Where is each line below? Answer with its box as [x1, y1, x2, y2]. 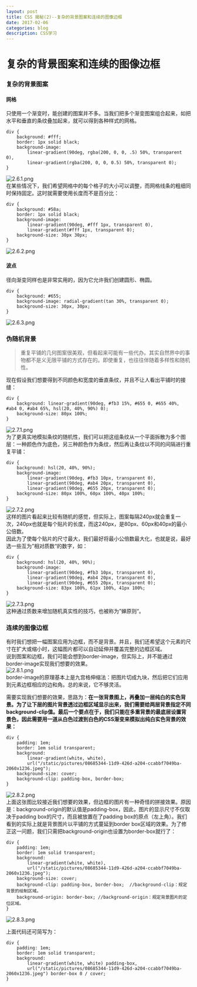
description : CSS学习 [6, 31, 57, 36]
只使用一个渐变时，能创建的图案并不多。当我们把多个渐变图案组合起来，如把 [6, 110, 191, 117]
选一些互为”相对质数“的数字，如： [6, 542, 88, 549]
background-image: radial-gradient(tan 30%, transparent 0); [16, 298, 169, 304]
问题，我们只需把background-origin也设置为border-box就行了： [21, 828, 176, 835]
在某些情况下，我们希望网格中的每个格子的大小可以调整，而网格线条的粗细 [6, 182, 186, 189]
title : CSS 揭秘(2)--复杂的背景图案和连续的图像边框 [6, 14, 123, 20]
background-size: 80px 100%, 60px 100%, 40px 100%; [16, 491, 145, 496]
